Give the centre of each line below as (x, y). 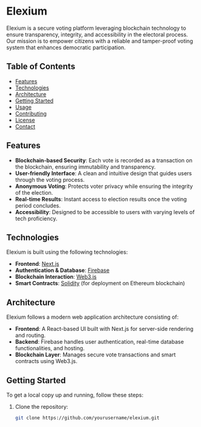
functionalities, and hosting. (50, 349)
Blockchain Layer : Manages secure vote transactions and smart (95, 355)
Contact (25, 127)
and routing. (30, 335)
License (25, 120)
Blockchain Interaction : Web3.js (56, 277)
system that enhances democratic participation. (66, 47)
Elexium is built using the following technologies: (67, 252)
